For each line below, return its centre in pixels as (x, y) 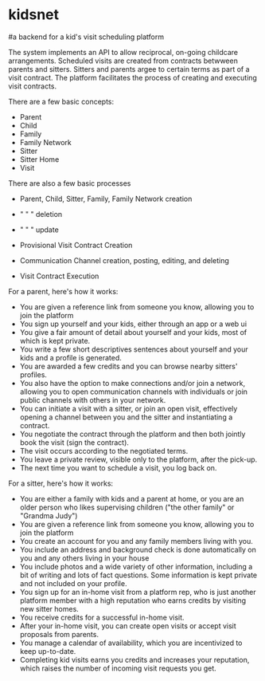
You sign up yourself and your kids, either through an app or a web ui (133, 324)
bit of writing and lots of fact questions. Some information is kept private (138, 575)
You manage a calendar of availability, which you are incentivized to (131, 643)
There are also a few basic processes (70, 183)
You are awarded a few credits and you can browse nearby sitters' (129, 366)
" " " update (39, 230)
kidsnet (34, 15)
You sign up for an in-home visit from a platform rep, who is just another (138, 592)
